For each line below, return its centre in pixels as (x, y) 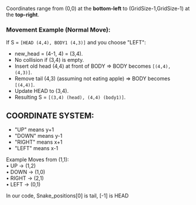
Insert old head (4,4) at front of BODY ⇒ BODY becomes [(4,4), (92, 66)
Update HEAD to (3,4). (42, 91)
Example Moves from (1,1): (37, 159)
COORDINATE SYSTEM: (50, 115)
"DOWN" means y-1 (38, 136)
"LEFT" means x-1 (36, 148)
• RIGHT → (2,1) (25, 178)
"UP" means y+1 (34, 130)
